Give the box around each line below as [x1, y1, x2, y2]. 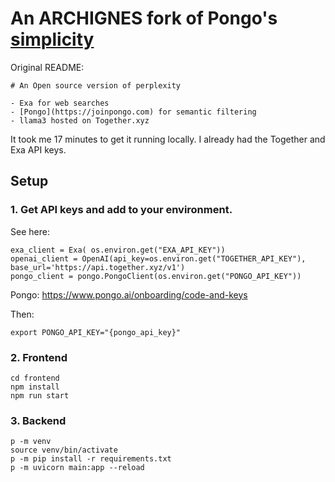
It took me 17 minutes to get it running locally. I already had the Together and [10, 133, 326, 145]
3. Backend [10, 413, 67, 427]
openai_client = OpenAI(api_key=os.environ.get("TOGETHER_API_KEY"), [10, 253, 307, 264]
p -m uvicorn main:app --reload [10, 463, 145, 473]
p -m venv [10, 437, 52, 447]
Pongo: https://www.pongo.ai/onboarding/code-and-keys [10, 288, 248, 301]
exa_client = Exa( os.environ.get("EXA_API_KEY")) [10, 245, 226, 255]
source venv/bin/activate [10, 445, 118, 456]
